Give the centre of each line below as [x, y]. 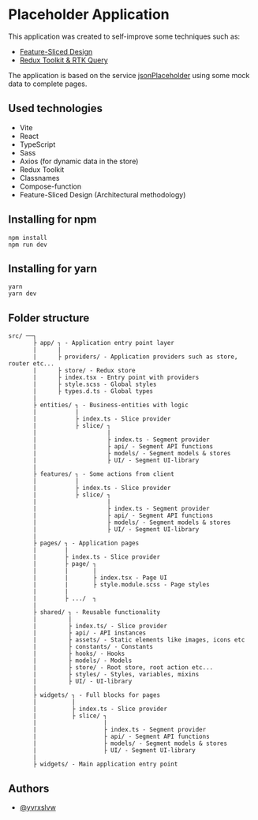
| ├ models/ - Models [82, 661]
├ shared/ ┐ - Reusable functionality [96, 612]
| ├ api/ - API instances [90, 633]
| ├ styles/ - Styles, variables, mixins [116, 675]
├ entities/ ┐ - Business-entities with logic [111, 405]
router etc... [32, 364]
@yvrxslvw [38, 807]
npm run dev [28, 245]
